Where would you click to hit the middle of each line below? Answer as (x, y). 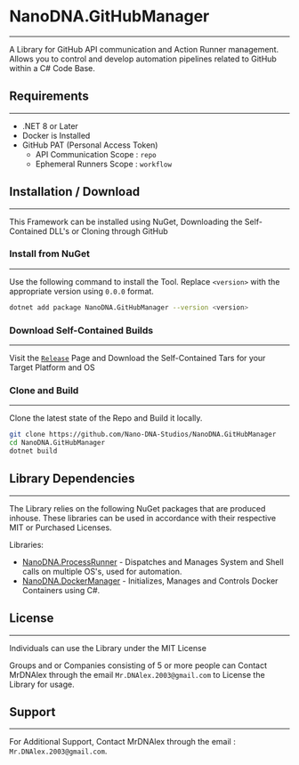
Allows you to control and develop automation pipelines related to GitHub (143, 59)
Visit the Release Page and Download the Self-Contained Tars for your (137, 358)
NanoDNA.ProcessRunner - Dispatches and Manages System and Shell (153, 561)
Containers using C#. (61, 590)
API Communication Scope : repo (96, 154)
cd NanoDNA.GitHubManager (57, 443)
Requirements (49, 97)
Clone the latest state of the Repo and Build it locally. (106, 418)
